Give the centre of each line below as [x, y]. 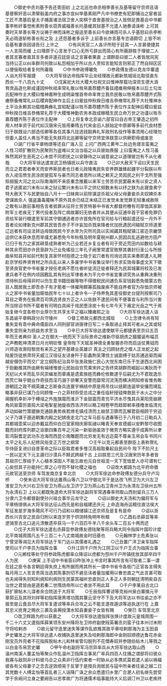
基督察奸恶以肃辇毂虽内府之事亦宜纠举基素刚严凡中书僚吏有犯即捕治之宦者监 [83, 13]
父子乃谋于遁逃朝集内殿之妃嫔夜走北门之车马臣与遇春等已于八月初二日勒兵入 [83, 417]
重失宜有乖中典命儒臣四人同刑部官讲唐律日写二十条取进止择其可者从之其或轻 [83, 324]
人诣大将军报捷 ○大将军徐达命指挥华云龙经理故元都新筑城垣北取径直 [80, 76]
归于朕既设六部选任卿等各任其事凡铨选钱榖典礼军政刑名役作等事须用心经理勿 [83, 131]
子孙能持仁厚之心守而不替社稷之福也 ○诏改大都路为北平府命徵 [90, 467]
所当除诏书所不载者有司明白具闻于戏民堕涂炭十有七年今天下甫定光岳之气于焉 [83, 305]
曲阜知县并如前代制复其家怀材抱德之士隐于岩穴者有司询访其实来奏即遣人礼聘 [83, 256]
